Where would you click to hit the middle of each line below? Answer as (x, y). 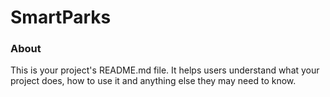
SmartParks (61, 17)
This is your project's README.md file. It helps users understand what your (165, 70)
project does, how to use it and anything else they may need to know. (153, 81)
